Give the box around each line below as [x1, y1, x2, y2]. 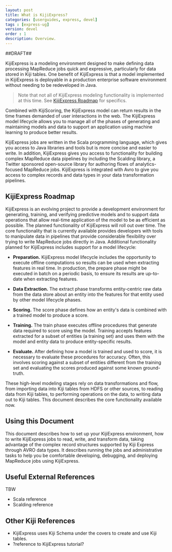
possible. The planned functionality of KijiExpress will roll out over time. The [5, 222, 166, 229]
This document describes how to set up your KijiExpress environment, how [5, 430, 164, 436]
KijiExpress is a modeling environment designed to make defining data [5, 60, 154, 66]
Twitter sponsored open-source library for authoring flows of [5, 161, 135, 167]
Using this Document [5, 417, 74, 426]
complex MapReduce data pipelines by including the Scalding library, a [5, 155, 156, 162]
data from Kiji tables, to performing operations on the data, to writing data [5, 391, 161, 397]
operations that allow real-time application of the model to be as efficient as [5, 217, 166, 223]
